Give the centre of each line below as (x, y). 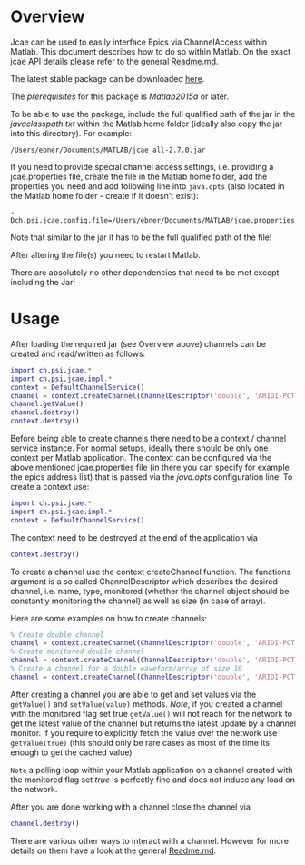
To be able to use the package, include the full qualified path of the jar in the (153, 114)
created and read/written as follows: (78, 353)
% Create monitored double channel (78, 651)
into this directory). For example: (71, 133)
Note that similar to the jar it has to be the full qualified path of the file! (141, 237)
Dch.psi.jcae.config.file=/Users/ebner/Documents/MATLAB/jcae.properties (153, 220)
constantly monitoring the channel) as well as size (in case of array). (138, 601)
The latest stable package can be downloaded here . (108, 78)
